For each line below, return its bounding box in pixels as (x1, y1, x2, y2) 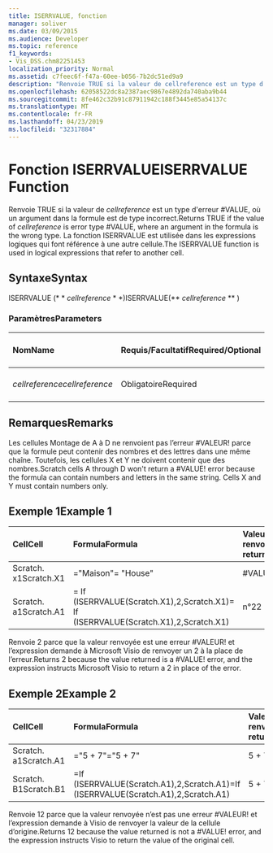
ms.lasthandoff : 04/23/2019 (8, 118, 104, 126)
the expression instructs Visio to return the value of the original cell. (8, 835, 236, 846)
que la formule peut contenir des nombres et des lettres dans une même (8, 446, 251, 456)
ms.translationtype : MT (8, 102, 89, 111)
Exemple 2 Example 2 (8, 686, 116, 700)
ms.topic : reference (8, 42, 79, 50)
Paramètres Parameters (8, 313, 102, 324)
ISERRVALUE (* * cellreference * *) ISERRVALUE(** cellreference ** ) (8, 293, 240, 302)
